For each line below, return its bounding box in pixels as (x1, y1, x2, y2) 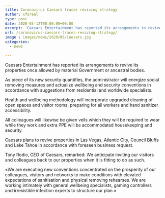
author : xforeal (5, 12, 38, 17)
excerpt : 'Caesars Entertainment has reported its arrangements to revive (5, 26, 162, 31)
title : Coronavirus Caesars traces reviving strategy (5, 7, 118, 12)
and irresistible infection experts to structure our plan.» (5, 187, 117, 193)
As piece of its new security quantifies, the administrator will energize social (5, 77, 159, 82)
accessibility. (5, 107, 32, 113)
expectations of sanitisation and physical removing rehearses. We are (5, 177, 146, 183)
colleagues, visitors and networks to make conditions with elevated (5, 171, 141, 178)
